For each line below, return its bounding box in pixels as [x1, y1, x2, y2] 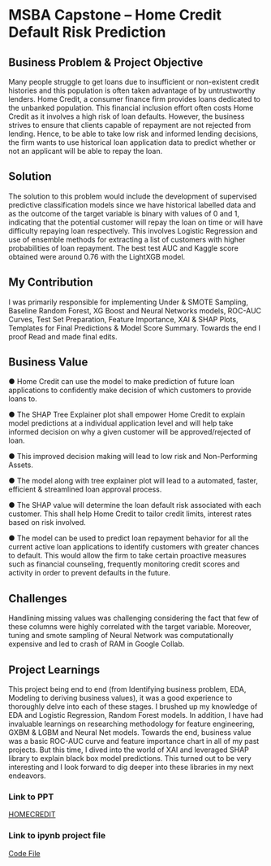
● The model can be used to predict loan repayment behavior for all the [8, 533, 249, 543]
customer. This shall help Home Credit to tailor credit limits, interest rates [8, 509, 252, 518]
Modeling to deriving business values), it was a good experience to [8, 693, 233, 703]
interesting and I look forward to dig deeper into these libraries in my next [8, 763, 254, 772]
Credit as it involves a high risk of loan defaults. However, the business [8, 112, 245, 121]
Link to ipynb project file [8, 830, 106, 842]
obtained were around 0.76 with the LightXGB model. [8, 251, 186, 261]
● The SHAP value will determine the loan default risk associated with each [8, 501, 262, 510]
